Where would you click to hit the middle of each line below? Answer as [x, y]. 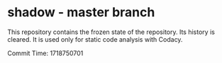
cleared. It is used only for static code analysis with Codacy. [95, 39]
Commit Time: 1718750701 [45, 53]
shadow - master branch [81, 12]
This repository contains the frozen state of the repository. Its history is [111, 32]
